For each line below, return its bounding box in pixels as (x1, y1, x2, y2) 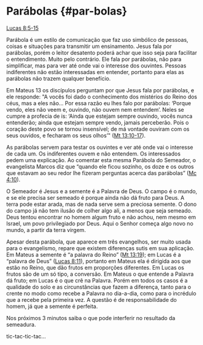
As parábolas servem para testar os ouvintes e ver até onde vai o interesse (6, 143, 193, 151)
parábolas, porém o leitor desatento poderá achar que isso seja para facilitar (6, 49, 198, 56)
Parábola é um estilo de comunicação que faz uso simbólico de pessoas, (6, 36, 189, 43)
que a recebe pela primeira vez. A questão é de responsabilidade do (6, 296, 177, 303)
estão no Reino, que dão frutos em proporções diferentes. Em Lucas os (6, 264, 185, 271)
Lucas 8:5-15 (6, 24, 39, 32)
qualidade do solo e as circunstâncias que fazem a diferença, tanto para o (6, 283, 191, 290)
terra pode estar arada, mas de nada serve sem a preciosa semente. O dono (6, 200, 197, 208)
